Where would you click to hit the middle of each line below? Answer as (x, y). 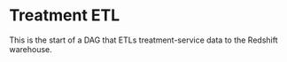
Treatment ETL (65, 15)
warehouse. (31, 49)
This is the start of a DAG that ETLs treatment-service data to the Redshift (143, 40)
